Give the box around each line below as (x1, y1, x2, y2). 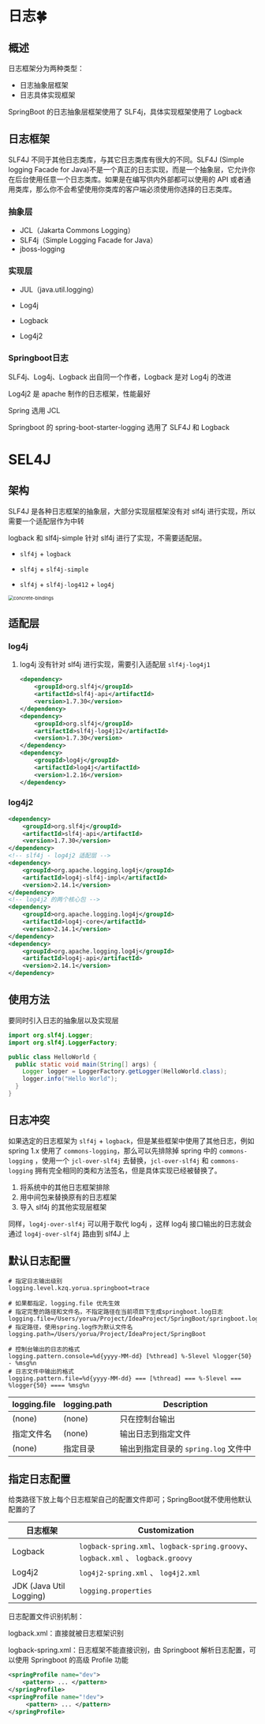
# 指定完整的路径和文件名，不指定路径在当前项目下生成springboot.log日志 (8, 1308, 223, 1316)
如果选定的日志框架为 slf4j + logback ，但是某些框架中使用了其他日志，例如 (8, 1135, 255, 1146)
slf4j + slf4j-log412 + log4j (19, 579, 115, 589)
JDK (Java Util (12, 1581, 65, 1592)
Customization (137, 1525, 195, 1536)
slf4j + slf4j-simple (19, 564, 89, 574)
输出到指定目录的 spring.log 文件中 (119, 1443, 252, 1454)
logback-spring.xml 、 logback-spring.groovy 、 (78, 1541, 252, 1552)
